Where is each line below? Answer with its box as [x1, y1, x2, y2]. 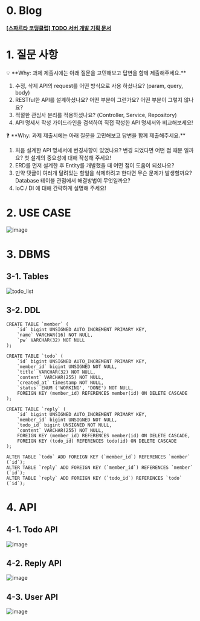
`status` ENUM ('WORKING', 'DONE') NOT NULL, [17, 384, 134, 391]
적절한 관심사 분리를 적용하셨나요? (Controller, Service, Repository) [15, 111, 177, 118]
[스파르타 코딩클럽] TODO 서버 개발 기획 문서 [6, 24, 112, 32]
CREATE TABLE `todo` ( [6, 353, 63, 359]
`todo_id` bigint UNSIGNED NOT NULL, [17, 422, 112, 428]
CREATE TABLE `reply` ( [6, 406, 66, 412]
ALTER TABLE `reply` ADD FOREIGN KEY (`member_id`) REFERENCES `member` [6, 465, 193, 471]
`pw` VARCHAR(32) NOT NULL [17, 337, 85, 343]
